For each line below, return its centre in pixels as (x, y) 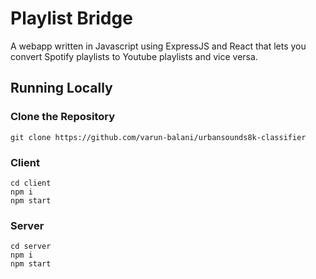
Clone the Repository (63, 117)
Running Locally (61, 88)
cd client (31, 183)
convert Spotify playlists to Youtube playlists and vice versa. (134, 56)
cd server (31, 247)
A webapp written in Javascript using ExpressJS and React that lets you (158, 46)
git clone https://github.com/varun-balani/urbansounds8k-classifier (158, 137)
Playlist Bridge (71, 18)
